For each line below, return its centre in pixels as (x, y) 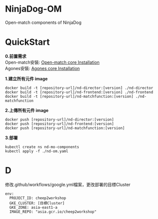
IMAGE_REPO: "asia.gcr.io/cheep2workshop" (53, 212)
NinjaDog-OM (34, 9)
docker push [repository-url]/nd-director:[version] (60, 119)
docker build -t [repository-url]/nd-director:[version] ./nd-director (79, 88)
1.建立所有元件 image (26, 78)
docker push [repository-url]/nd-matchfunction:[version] (65, 128)
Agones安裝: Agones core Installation (43, 68)
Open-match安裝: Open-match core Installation (52, 62)
